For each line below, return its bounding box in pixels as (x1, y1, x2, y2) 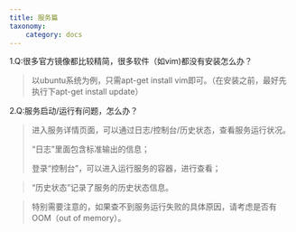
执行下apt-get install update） (31, 87, 143, 97)
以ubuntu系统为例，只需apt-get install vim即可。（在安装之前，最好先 (31, 75, 287, 86)
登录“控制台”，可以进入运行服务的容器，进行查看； (31, 163, 221, 174)
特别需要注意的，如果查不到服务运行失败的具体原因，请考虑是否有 (31, 201, 277, 212)
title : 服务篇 (9, 13, 59, 23)
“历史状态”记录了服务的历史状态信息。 (31, 182, 174, 193)
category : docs (25, 30, 83, 39)
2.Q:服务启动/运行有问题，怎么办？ (9, 106, 138, 116)
